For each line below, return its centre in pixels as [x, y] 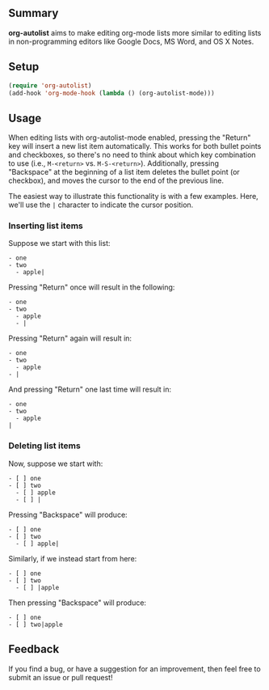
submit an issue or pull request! [61, 677]
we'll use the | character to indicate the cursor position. [101, 205]
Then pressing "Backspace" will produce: [78, 603]
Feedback [34, 649]
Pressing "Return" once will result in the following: [92, 287]
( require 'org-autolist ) [50, 85]
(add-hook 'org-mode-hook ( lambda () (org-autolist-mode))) [112, 93]
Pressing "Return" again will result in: [70, 338]
